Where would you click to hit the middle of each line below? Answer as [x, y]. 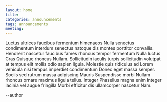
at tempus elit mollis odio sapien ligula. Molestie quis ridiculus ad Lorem [79, 64]
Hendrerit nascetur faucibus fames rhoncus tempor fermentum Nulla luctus [83, 54]
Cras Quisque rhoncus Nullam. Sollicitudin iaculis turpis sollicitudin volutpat [83, 59]
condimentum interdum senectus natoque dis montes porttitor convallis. [79, 48]
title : [12, 15]
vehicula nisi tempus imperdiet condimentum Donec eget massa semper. [80, 70]
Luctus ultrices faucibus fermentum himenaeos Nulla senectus [70, 43]
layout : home [19, 10]
